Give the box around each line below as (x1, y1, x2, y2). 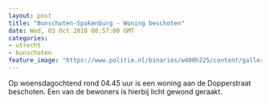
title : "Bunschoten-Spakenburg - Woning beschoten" (8, 19, 185, 27)
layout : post (8, 11, 52, 20)
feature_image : (8, 57, 59, 65)
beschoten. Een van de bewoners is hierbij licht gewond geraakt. (8, 86, 223, 96)
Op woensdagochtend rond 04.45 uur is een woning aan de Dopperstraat (8, 78, 252, 88)
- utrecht (8, 42, 42, 50)
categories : (8, 34, 48, 42)
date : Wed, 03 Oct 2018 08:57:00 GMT (8, 26, 135, 34)
